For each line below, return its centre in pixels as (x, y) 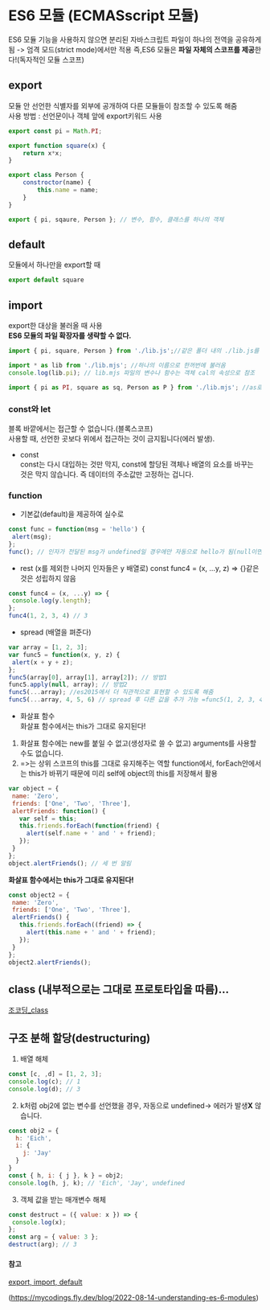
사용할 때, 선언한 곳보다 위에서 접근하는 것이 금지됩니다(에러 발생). (112, 438)
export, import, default (45, 1282)
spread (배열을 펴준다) (55, 632)
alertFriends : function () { (59, 811)
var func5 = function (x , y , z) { (64, 655)
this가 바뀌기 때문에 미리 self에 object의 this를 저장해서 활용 (123, 774)
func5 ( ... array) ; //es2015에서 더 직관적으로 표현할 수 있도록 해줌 (111, 692)
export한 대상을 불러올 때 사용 (55, 325)
